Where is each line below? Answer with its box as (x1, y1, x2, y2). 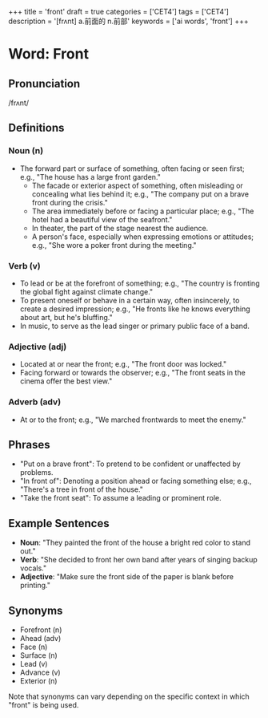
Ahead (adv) (19, 634, 62, 643)
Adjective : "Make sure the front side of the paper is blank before (19, 572, 234, 582)
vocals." (19, 563, 46, 573)
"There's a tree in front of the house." (19, 485, 144, 494)
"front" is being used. (8, 700, 79, 710)
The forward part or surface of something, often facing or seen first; (19, 164, 246, 173)
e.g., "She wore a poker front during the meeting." (31, 240, 198, 249)
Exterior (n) (19, 676, 58, 686)
